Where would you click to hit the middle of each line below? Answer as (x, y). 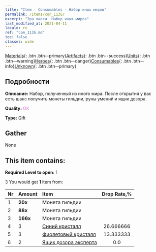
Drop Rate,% (117, 194)
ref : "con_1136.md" (25, 32)
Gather (16, 133)
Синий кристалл (62, 226)
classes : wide (20, 42)
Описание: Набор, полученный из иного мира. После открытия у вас (78, 94)
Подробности (27, 82)
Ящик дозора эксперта (70, 243)
